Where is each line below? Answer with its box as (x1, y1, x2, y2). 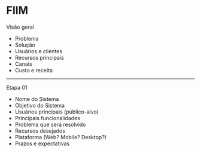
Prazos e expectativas (14, 140, 70, 147)
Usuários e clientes (14, 47, 63, 54)
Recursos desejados (14, 127, 66, 134)
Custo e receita (14, 66, 53, 74)
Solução (14, 41, 36, 48)
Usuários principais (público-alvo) (14, 108, 99, 115)
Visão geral (6, 23, 34, 30)
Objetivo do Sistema (14, 102, 65, 109)
